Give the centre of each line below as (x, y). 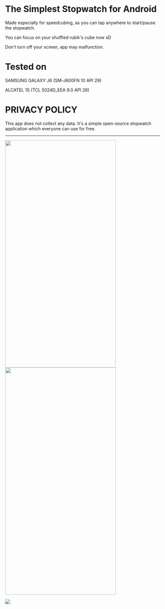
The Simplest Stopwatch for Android (81, 9)
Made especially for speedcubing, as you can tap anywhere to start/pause (80, 23)
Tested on (26, 67)
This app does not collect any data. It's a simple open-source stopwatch (78, 123)
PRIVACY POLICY (41, 110)
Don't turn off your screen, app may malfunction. (55, 47)
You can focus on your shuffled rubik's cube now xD (58, 37)
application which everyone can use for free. (50, 128)
